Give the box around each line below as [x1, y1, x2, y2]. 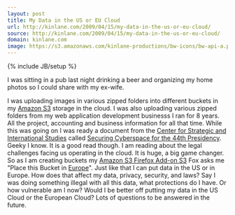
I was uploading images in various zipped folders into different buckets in [7, 97, 218, 105]
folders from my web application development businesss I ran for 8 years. [7, 111, 220, 120]
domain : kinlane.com [7, 36, 68, 43]
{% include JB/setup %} [7, 62, 77, 70]
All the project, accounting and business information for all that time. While [7, 119, 222, 127]
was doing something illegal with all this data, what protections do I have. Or [7, 179, 227, 186]
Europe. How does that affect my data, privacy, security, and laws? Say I [7, 171, 215, 179]
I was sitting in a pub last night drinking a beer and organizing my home [7, 76, 213, 84]
